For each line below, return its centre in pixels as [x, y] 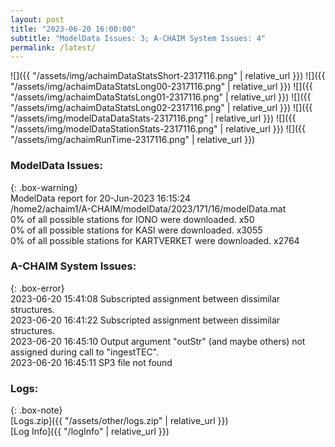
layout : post [37, 19]
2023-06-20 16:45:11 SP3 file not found [91, 362]
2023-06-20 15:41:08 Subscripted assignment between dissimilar [145, 298]
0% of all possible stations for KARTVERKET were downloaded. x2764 [155, 240]
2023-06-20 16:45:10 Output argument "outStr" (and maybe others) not [158, 341]
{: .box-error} [37, 288]
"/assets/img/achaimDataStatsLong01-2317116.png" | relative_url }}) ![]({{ [161, 97]
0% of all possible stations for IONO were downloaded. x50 [132, 219]
